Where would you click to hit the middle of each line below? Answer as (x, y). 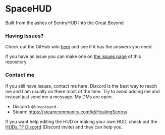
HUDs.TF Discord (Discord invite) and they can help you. (64, 127)
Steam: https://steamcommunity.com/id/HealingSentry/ (70, 112)
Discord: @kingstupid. (36, 106)
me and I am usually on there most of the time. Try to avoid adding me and (82, 91)
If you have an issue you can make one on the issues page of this (73, 56)
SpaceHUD (29, 9)
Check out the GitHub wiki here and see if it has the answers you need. (79, 47)
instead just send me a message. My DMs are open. (59, 97)
